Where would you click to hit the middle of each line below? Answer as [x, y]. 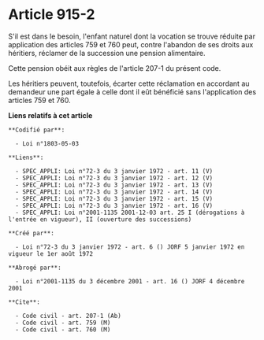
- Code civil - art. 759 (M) [63, 323]
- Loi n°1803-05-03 [47, 143]
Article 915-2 [52, 15]
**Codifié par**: [37, 130]
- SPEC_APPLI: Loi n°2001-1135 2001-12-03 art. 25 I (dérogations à [130, 213]
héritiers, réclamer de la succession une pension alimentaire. [107, 53]
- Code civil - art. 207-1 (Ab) [69, 316]
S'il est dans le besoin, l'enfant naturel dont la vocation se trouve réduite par [132, 36]
